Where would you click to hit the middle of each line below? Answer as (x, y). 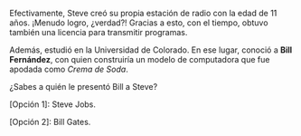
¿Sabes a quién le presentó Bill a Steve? (84, 87)
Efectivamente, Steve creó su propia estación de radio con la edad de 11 (143, 13)
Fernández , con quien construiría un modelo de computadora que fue (140, 59)
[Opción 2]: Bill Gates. (50, 122)
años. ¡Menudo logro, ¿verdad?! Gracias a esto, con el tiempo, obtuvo (139, 23)
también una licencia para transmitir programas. (99, 32)
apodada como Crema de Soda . (69, 69)
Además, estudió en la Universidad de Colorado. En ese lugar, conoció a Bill (151, 50)
